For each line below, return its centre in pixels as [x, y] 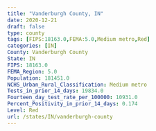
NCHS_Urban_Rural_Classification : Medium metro [77, 85]
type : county [26, 33]
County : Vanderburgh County [48, 53]
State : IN [21, 59]
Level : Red [23, 110]
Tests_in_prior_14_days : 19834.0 [55, 91]
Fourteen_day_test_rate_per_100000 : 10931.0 [72, 98]
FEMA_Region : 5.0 [32, 71]
